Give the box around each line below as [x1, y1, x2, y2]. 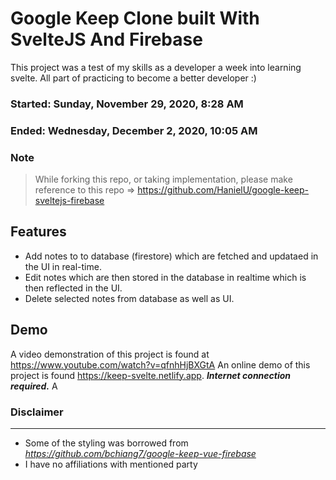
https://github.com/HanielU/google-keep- [137, 184, 310, 196]
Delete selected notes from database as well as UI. [24, 292, 235, 304]
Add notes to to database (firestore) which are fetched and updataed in [24, 250, 319, 262]
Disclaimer [10, 405, 64, 419]
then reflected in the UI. [24, 282, 123, 294]
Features [10, 223, 67, 241]
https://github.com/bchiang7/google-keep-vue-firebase [24, 448, 257, 459]
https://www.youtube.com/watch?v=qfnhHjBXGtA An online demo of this [10, 358, 311, 371]
